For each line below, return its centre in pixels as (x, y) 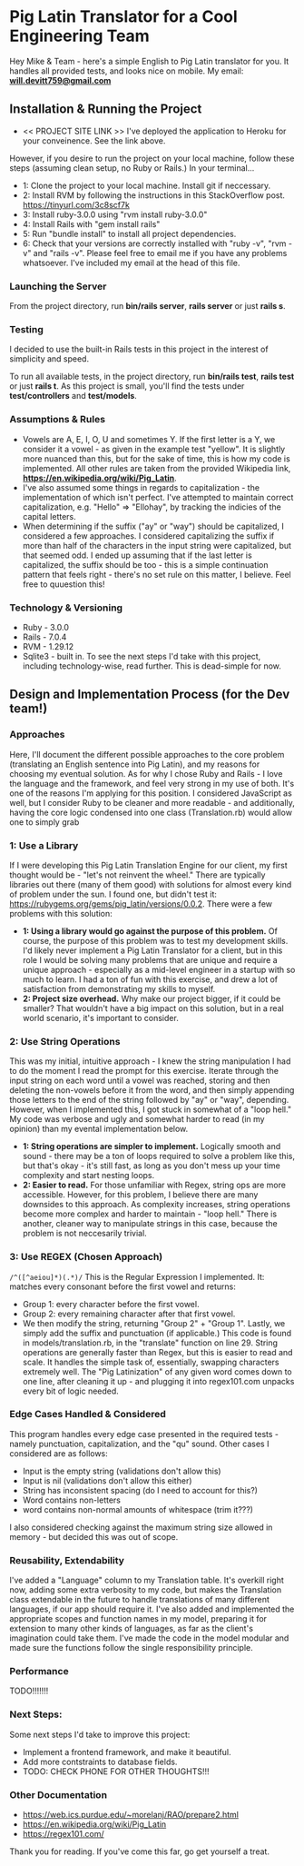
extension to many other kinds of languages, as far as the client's (132, 1629)
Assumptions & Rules (58, 420)
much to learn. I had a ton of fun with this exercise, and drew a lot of (150, 979)
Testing (26, 329)
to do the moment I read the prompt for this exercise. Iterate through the (144, 1071)
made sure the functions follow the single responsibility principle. (132, 1648)
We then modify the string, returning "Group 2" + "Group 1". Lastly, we (154, 1323)
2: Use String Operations (65, 1041)
